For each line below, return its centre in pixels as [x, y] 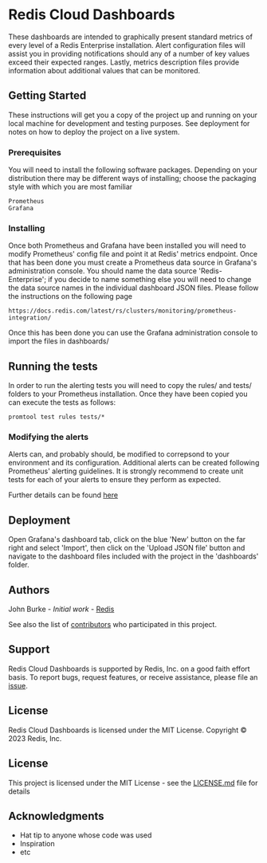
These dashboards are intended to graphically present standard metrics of [131, 37]
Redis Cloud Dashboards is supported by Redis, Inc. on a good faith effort [129, 669]
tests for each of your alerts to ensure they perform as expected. [115, 480]
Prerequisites [35, 152]
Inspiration [37, 844]
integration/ [30, 318]
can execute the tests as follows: [62, 402]
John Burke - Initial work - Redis [61, 609]
